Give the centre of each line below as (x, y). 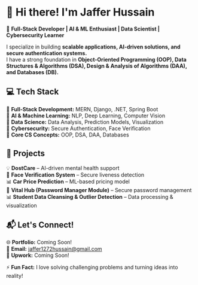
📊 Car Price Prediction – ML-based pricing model (68, 181)
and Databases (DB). (32, 72)
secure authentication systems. (47, 53)
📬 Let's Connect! (40, 225)
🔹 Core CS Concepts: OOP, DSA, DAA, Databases (68, 135)
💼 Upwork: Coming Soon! (38, 255)
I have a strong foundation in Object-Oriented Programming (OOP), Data (96, 59)
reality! (15, 276)
